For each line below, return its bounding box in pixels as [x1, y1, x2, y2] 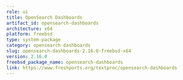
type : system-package [6, 37, 61, 43]
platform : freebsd [6, 31, 53, 37]
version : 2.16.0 [6, 54, 47, 60]
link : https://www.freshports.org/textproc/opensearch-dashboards [6, 64, 178, 71]
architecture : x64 [6, 25, 53, 32]
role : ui [6, 8, 28, 15]
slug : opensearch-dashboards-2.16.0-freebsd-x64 [6, 48, 131, 54]
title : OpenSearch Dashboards [6, 14, 83, 20]
